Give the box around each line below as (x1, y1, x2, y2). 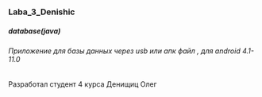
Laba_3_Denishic (8, 6, 75, 17)
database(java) (8, 26, 61, 36)
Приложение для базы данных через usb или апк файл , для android (8, 46, 241, 56)
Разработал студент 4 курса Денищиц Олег (8, 79, 157, 89)
